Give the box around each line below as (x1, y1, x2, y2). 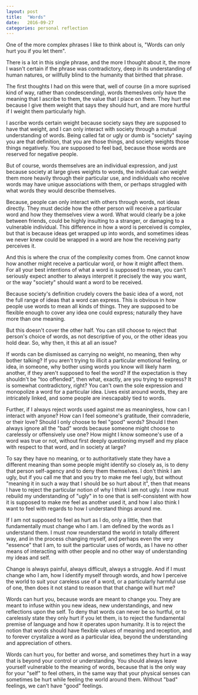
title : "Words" (6, 14, 46, 20)
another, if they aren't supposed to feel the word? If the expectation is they (6, 370, 187, 377)
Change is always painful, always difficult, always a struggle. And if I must (6, 565, 186, 572)
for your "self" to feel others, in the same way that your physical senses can (6, 670, 190, 677)
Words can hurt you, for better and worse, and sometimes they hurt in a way (6, 651, 192, 658)
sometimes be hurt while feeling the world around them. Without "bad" (6, 676, 178, 683)
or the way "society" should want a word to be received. (6, 279, 143, 286)
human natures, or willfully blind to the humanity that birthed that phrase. (6, 71, 183, 78)
